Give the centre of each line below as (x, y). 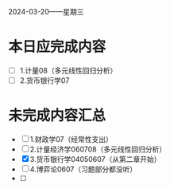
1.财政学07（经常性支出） (71, 139)
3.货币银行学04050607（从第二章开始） (95, 159)
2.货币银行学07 (44, 81)
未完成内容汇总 (57, 116)
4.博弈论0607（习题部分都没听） (83, 169)
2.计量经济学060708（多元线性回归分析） (98, 149)
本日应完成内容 (57, 47)
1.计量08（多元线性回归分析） (68, 70)
